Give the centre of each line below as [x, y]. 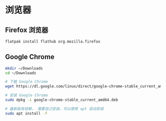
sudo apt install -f [26, 113]
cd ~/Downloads [21, 73]
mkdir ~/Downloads [24, 68]
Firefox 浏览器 [27, 30]
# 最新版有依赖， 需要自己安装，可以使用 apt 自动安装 [54, 109]
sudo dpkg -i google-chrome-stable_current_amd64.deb [62, 100]
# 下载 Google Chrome [27, 82]
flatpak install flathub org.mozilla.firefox [53, 41]
